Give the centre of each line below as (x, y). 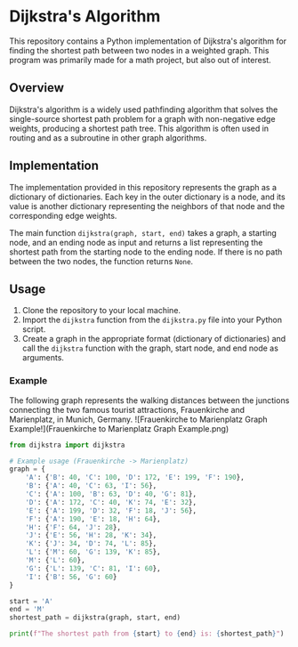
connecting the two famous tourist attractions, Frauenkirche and (127, 409)
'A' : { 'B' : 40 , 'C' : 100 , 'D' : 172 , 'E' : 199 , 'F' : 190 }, (135, 478)
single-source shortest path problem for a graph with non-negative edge (142, 118)
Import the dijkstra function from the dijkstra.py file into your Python (152, 320)
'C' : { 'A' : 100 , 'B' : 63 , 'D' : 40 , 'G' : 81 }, (111, 494)
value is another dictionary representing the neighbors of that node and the (147, 206)
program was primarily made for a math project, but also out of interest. (140, 60)
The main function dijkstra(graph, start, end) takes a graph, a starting (143, 232)
